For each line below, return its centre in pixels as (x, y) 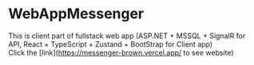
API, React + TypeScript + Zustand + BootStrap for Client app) (111, 44)
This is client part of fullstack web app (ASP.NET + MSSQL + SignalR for (127, 36)
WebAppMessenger (76, 14)
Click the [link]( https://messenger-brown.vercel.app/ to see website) (121, 52)
